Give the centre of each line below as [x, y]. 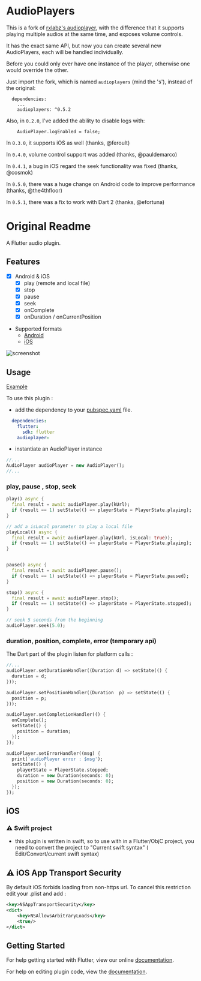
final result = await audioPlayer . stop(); [65, 598]
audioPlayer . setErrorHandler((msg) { [53, 753]
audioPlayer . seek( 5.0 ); [36, 626]
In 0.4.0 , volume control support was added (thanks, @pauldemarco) [92, 154]
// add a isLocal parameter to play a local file [70, 526]
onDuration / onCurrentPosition [62, 317]
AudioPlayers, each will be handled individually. [65, 52]
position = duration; [44, 731]
